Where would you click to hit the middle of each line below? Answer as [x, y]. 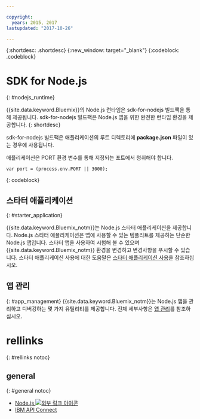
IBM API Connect [36, 409]
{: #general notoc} [29, 390]
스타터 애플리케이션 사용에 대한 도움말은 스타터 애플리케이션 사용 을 [96, 257]
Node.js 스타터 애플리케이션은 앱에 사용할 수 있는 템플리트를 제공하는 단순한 [102, 235]
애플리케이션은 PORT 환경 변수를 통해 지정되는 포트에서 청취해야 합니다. [90, 158]
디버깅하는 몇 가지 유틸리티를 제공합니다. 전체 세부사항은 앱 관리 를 [98, 308]
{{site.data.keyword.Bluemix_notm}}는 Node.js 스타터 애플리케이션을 [89, 227]
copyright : [20, 17]
